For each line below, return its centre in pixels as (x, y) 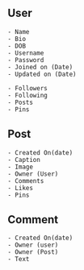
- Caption (24, 160)
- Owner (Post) (33, 252)
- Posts (21, 102)
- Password (26, 60)
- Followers (27, 88)
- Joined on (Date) (40, 67)
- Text (19, 260)
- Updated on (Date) (42, 74)
